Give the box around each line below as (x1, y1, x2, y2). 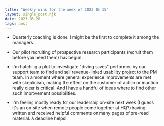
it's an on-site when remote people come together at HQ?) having (12, 105, 146, 111)
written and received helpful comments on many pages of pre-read (12, 110, 149, 116)
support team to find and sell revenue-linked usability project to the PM (12, 69, 157, 75)
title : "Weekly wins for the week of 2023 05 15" (5, 7, 109, 12)
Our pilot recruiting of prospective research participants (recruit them (12, 49, 153, 55)
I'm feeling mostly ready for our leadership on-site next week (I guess (12, 99, 154, 106)
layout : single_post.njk (5, 12, 56, 17)
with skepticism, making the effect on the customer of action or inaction (12, 80, 159, 86)
